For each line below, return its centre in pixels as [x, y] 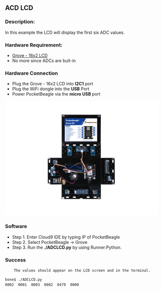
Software [16, 226]
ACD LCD [19, 8]
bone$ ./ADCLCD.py [24, 279]
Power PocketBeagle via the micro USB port [56, 94]
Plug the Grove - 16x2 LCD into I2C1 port [53, 84]
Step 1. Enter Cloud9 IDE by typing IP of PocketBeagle [66, 237]
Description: [20, 22]
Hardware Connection [32, 73]
